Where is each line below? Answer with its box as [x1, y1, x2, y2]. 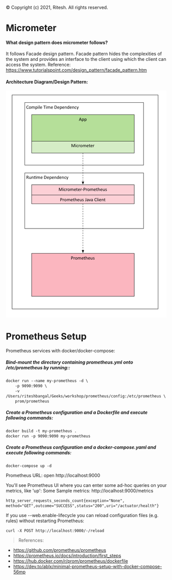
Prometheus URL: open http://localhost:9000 [6, 472, 101, 478]
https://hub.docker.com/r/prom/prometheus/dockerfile [13, 557, 128, 564]
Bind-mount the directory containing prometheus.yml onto [6, 359, 133, 365]
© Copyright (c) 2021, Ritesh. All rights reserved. [6, 5, 109, 10]
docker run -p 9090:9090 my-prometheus [6, 433, 91, 439]
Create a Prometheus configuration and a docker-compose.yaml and [6, 444, 156, 451]
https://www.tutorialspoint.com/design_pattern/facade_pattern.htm [6, 67, 147, 73]
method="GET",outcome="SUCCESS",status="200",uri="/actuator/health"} [6, 503, 159, 508]
